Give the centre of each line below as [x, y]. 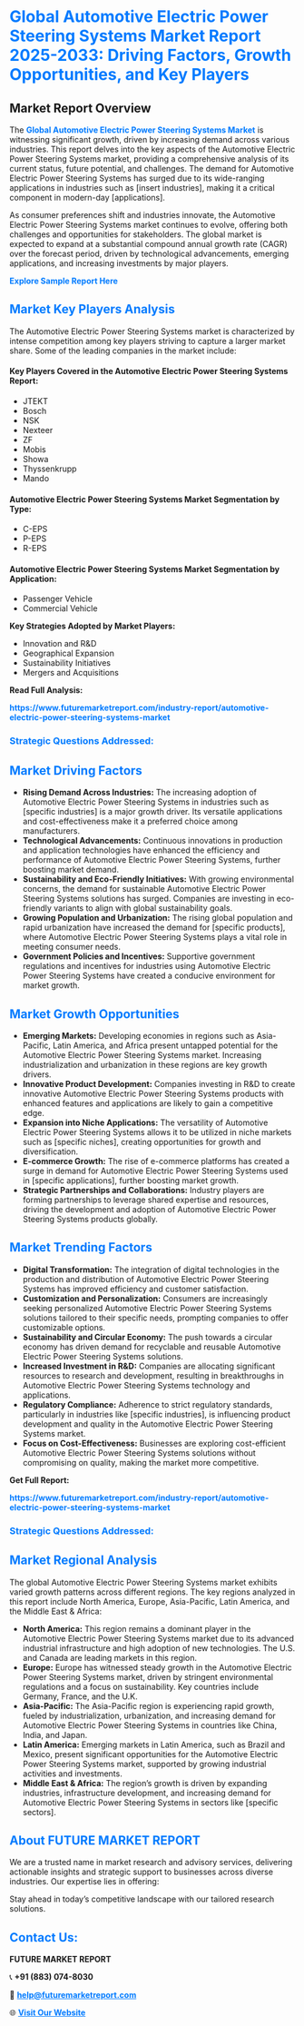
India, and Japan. [55, 1734]
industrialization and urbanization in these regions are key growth [145, 1064]
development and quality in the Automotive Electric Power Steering [148, 1424]
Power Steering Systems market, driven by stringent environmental [148, 1676]
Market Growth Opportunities [94, 1014]
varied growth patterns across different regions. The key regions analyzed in [152, 1592]
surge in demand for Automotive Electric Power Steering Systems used [155, 1171]
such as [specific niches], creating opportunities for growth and [142, 1141]
